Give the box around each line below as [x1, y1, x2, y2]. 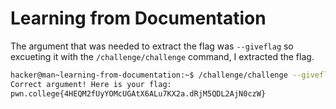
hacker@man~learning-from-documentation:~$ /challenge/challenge [10, 70, 288, 80]
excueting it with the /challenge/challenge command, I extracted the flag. [10, 50, 315, 62]
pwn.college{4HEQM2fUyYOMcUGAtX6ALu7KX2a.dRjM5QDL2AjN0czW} [10, 88, 267, 99]
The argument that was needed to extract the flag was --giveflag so [10, 40, 294, 52]
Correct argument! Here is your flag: [10, 79, 172, 89]
